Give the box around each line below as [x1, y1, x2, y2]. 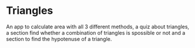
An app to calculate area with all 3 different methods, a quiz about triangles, [6, 23, 190, 30]
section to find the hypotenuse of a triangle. [6, 35, 112, 42]
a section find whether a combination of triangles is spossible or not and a [6, 29, 186, 36]
